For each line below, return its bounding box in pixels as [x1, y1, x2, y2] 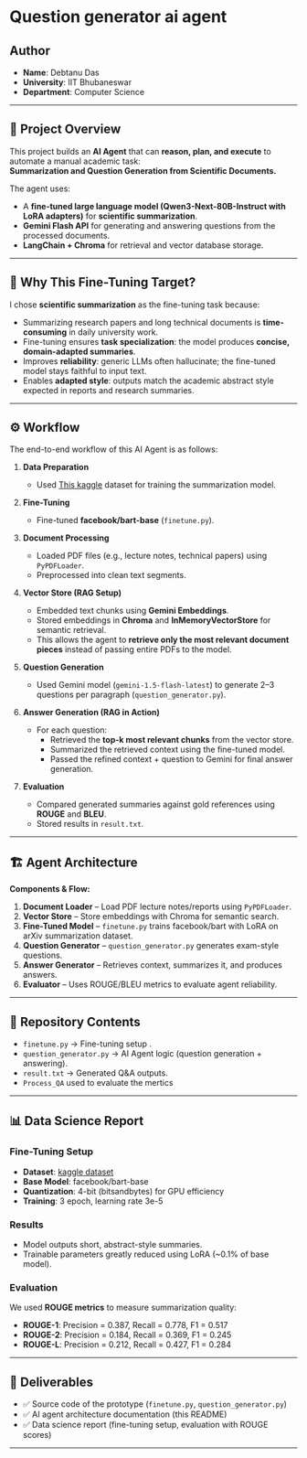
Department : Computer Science [22, 87, 144, 97]
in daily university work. [68, 327, 158, 338]
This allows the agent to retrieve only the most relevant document [36, 634, 290, 646]
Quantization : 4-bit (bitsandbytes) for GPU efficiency [22, 1185, 225, 1196]
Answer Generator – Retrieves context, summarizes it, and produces [22, 959, 283, 970]
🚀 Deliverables [9, 1374, 94, 1389]
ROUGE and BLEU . [36, 809, 107, 820]
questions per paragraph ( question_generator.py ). [36, 689, 227, 701]
